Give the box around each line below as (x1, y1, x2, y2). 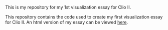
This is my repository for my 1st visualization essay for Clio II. (5, 4, 131, 10)
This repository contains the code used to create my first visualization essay (5, 14, 163, 19)
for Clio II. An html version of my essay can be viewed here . (5, 19, 128, 25)
